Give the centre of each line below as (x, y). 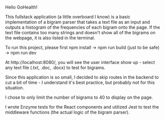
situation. (15, 88)
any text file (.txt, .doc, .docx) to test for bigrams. (55, 67)
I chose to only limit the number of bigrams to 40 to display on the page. (79, 97)
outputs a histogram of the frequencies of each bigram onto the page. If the (82, 27)
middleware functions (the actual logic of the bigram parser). (68, 112)
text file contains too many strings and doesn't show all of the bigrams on (80, 32)
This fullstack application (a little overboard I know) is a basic (68, 17)
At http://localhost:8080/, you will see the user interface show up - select (80, 62)
